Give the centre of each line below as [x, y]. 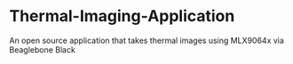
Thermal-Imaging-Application [122, 16]
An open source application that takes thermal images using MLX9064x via [146, 40]
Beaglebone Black [42, 49]
